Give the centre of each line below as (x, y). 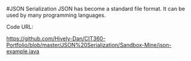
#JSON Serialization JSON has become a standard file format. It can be (96, 9)
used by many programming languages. (56, 15)
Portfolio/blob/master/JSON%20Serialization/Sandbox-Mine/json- (89, 45)
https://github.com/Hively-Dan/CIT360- (56, 38)
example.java (23, 51)
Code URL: (20, 27)
